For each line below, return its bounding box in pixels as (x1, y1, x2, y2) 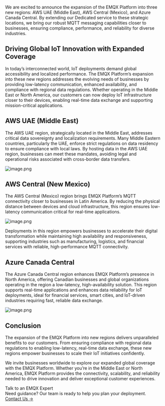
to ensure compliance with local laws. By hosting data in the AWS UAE (5, 145, 148, 151)
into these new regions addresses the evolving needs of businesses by (5, 76, 149, 82)
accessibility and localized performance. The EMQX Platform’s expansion (5, 71, 154, 77)
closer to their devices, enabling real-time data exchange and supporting (5, 97, 153, 103)
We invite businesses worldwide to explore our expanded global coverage (5, 360, 155, 366)
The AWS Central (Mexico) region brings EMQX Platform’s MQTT (5, 193, 136, 199)
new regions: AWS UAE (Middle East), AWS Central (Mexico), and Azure (5, 9, 151, 15)
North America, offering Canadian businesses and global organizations (5, 276, 149, 282)
